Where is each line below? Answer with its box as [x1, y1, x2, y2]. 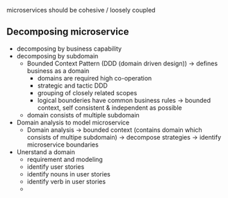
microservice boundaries [26, 140, 99, 149]
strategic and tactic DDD [37, 81, 108, 90]
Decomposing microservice [6, 26, 129, 38]
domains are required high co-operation [37, 74, 152, 82]
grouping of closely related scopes [37, 88, 138, 97]
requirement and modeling [26, 155, 104, 163]
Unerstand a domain [16, 147, 76, 156]
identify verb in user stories [26, 177, 106, 185]
